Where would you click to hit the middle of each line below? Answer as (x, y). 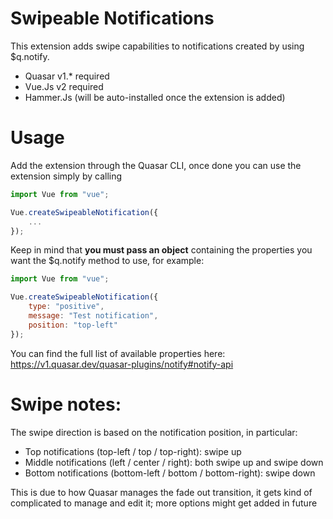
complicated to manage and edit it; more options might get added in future (164, 503)
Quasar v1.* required (67, 76)
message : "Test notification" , (93, 316)
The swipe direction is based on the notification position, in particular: (154, 432)
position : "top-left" (73, 325)
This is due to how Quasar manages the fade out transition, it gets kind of (161, 492)
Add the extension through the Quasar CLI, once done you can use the (156, 165)
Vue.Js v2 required (64, 86)
